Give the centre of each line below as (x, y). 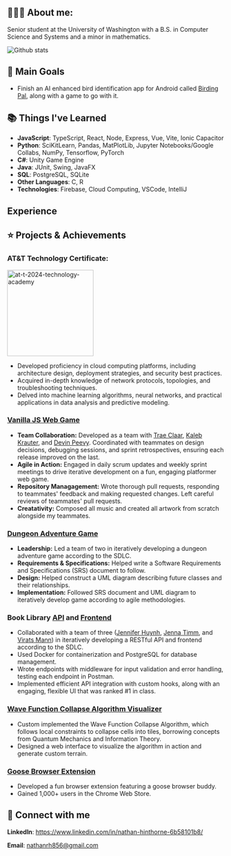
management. (37, 662)
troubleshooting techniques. (57, 387)
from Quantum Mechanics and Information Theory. (89, 739)
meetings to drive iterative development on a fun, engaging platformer (117, 471)
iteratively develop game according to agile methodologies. (101, 600)
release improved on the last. (58, 457)
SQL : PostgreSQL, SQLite (53, 175)
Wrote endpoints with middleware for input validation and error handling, (120, 669)
